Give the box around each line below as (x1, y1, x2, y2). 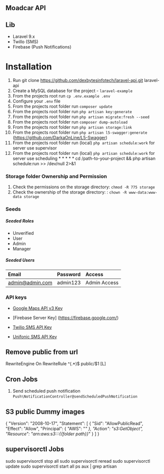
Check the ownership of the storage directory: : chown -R (12, 189, 127, 195)
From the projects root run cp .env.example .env (12, 93, 110, 99)
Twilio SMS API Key (12, 324, 52, 330)
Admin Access (85, 279, 119, 286)
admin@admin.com (8, 279, 53, 286)
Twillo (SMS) (12, 39, 39, 45)
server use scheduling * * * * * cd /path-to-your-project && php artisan (12, 155, 156, 161)
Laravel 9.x (12, 34, 35, 40)
